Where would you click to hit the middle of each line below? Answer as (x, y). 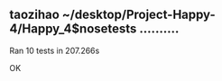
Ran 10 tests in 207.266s (55, 50)
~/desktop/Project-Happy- (139, 15)
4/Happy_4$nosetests (73, 29)
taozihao (35, 15)
